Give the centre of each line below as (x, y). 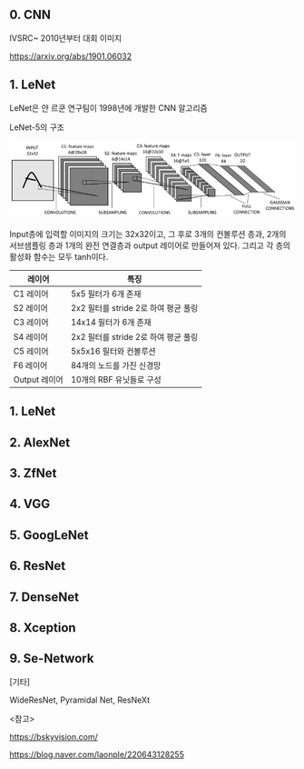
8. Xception (43, 628)
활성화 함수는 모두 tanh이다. (59, 257)
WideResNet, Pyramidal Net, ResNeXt (79, 700)
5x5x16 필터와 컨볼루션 (113, 351)
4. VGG (30, 504)
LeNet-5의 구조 (37, 127)
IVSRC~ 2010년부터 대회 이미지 (66, 38)
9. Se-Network (52, 659)
